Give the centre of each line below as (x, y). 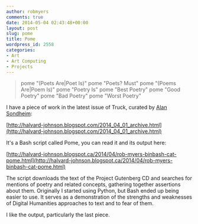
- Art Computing (26, 61)
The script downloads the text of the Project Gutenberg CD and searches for (99, 178)
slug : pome (20, 34)
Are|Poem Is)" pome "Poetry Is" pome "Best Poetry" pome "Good (100, 90)
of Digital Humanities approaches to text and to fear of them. (80, 203)
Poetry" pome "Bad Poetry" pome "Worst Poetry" (81, 96)
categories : (21, 50)
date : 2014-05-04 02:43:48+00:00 (47, 22)
